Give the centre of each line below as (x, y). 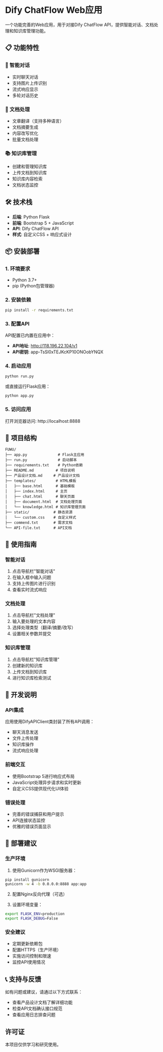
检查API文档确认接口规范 (37, 1009)
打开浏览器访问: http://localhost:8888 (43, 421)
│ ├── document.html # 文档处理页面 (44, 502)
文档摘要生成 (25, 127)
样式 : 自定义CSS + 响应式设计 (42, 235)
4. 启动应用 (18, 366)
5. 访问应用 (18, 409)
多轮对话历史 (25, 95)
